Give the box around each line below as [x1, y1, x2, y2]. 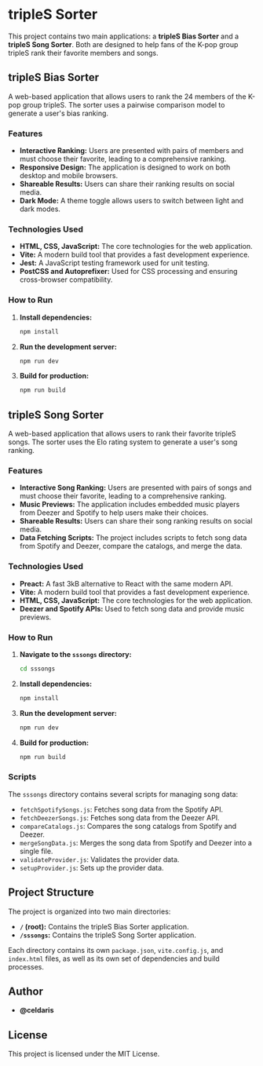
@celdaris [19, 1006, 54, 1015]
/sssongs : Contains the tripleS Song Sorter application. [19, 930, 196, 940]
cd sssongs [19, 665, 56, 673]
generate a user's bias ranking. [8, 108, 108, 118]
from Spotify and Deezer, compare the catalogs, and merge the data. [19, 542, 243, 551]
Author [8, 984, 43, 998]
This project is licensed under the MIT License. [8, 1050, 160, 1059]
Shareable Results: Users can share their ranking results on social [19, 179, 236, 189]
